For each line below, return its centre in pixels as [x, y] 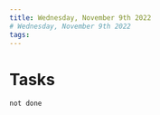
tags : [19, 34]
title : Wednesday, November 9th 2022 [80, 18]
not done [26, 104]
